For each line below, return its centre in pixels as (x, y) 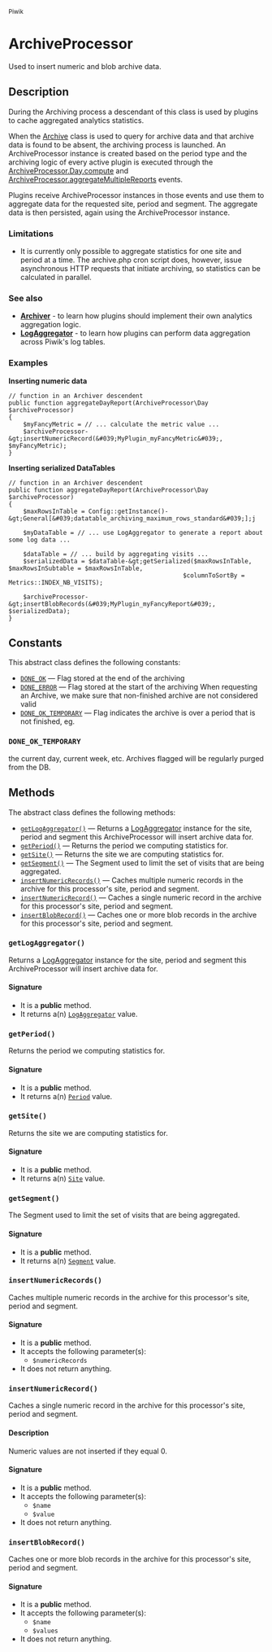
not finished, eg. (47, 721)
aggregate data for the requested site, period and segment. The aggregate (133, 204)
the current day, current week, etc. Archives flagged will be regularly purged (136, 758)
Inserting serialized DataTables (62, 467)
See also (26, 298)
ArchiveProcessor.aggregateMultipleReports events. (96, 179)
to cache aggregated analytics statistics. (76, 120)
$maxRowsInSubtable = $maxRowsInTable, (76, 568)
